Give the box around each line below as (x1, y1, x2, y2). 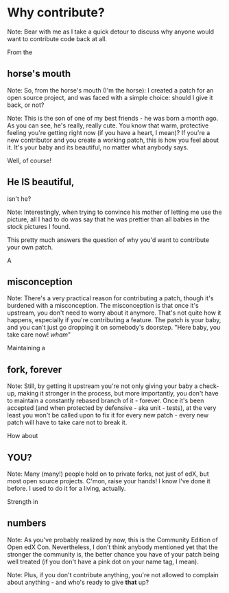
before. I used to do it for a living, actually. (7, 485, 126, 492)
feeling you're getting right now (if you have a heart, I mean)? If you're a (7, 128, 210, 136)
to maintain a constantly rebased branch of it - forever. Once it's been (7, 396, 204, 405)
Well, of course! (7, 156, 52, 165)
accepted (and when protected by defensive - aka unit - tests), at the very (7, 404, 217, 412)
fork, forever (7, 363, 62, 375)
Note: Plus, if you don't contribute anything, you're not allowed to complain (7, 570, 219, 579)
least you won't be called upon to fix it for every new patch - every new (7, 411, 209, 420)
